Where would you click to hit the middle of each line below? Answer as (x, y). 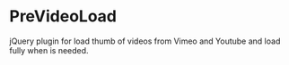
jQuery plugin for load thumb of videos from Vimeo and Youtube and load (145, 41)
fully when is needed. (49, 50)
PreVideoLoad (63, 16)
